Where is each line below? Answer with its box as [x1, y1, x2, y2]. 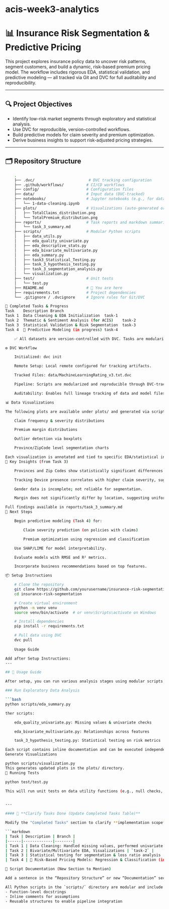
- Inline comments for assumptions [5, 894, 80, 899]
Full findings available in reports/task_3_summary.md [5, 505, 123, 510]
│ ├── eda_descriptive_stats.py [14, 243, 87, 248]
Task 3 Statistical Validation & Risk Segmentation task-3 [5, 322, 136, 328]
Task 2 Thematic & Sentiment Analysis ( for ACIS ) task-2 [5, 318, 136, 323]
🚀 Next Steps [5, 509, 33, 514]
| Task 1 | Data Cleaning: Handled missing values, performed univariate [5, 843, 163, 849]
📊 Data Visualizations [5, 400, 54, 405]
